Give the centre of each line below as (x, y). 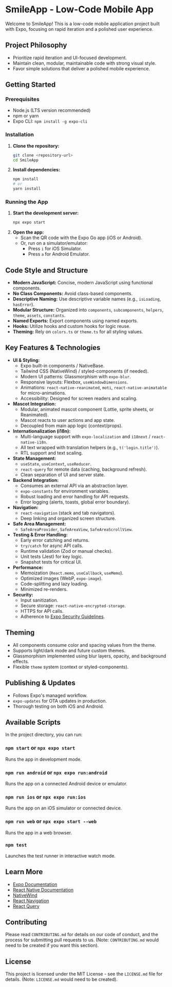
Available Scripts (33, 722)
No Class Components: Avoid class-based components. (72, 294)
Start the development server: (46, 213)
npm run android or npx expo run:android (56, 772)
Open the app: (28, 233)
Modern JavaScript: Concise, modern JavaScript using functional (83, 283)
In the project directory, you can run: (44, 734)
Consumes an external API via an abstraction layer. (74, 486)
